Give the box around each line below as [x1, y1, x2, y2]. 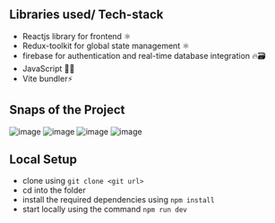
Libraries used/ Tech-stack [9, 7, 164, 22]
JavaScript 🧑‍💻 [21, 62, 75, 74]
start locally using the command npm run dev [21, 204, 188, 215]
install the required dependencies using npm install [21, 194, 215, 205]
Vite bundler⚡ [21, 73, 73, 84]
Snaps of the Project [9, 103, 125, 118]
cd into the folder [21, 185, 87, 195]
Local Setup [9, 152, 78, 168]
